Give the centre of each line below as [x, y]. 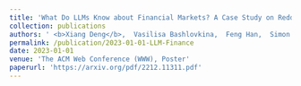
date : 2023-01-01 [42, 51]
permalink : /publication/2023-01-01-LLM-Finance [102, 43]
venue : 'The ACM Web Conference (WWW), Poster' [100, 59]
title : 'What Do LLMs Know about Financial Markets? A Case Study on [142, 17]
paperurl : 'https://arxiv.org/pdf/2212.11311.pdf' [106, 68]
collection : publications [57, 26]
